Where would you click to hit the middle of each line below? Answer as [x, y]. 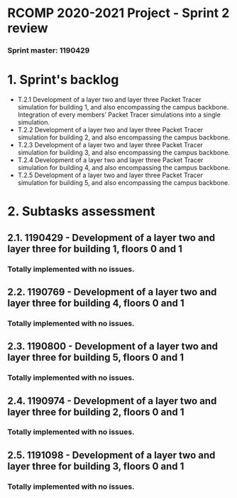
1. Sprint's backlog [63, 80]
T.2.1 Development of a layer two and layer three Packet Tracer [109, 100]
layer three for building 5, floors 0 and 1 [96, 357]
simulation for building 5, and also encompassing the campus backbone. [123, 183]
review [28, 28]
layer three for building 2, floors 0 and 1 [96, 412]
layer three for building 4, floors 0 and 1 [96, 303]
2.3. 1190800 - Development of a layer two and [113, 346]
